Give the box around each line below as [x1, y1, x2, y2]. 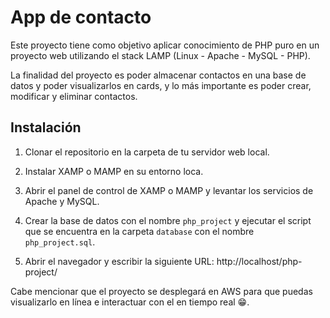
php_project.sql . [24, 236, 96, 248]
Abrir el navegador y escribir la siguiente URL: [24, 255, 215, 267]
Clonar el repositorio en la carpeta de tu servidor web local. [24, 146, 270, 158]
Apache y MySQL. [24, 195, 100, 207]
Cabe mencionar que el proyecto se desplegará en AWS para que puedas [10, 285, 313, 297]
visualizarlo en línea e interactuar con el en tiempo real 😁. [10, 296, 250, 308]
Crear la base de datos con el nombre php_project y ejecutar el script [24, 214, 312, 226]
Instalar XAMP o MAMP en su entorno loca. [24, 165, 204, 177]
